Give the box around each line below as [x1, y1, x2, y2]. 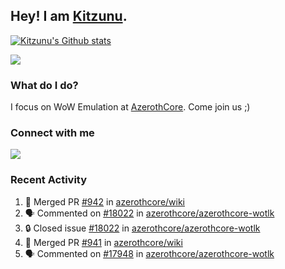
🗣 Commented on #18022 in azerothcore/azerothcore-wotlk [24, 207, 275, 219]
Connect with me [10, 126, 95, 140]
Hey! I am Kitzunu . [10, 8, 128, 25]
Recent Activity [10, 173, 88, 187]
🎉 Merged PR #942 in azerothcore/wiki [24, 195, 186, 208]
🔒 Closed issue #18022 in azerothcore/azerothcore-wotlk [24, 222, 261, 234]
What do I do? [10, 78, 79, 92]
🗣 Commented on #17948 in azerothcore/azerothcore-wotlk [24, 247, 275, 259]
